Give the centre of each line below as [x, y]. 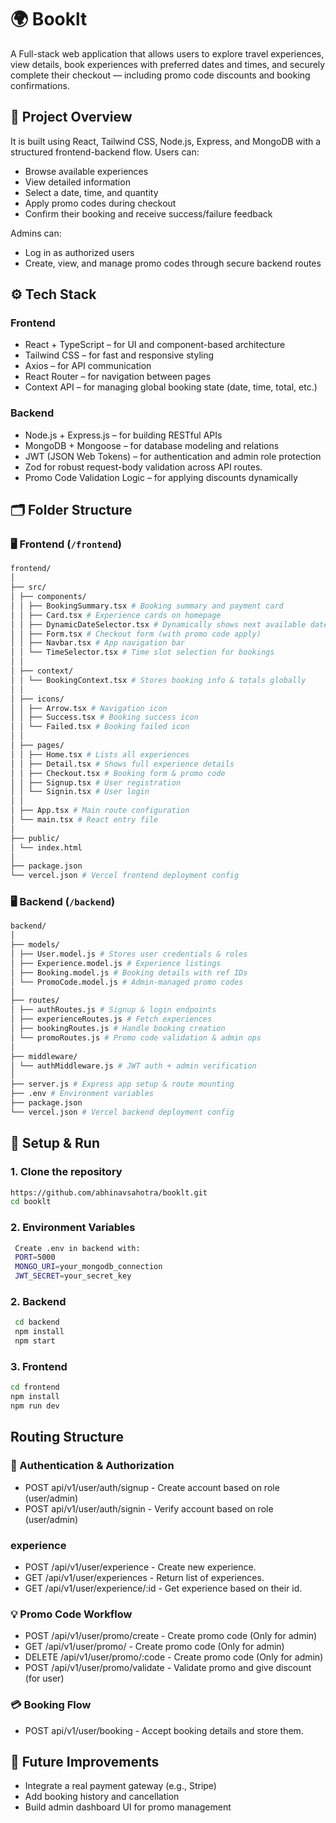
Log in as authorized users [79, 252]
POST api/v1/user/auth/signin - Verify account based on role [149, 1508]
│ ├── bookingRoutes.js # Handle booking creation [118, 1029]
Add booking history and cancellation [102, 1797]
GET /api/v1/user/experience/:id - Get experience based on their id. [163, 1588]
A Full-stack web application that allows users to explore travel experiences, [167, 53]
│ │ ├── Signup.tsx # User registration [96, 782]
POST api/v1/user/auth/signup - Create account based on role [152, 1487]
